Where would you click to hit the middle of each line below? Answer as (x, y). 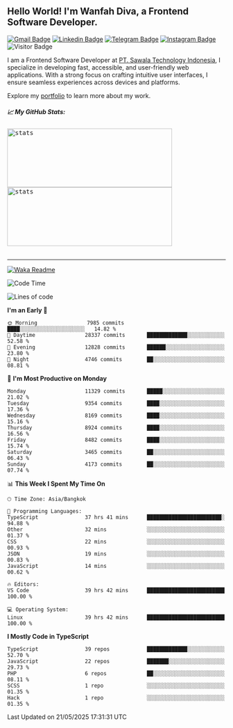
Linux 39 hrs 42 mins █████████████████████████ (116, 617)
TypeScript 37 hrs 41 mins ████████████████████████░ (116, 517)
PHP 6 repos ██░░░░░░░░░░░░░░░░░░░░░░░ (116, 673)
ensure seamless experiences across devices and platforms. (94, 82)
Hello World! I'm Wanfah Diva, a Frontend (98, 11)
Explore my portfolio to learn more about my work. (79, 95)
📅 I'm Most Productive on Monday (57, 378)
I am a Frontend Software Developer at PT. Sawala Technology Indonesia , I (114, 60)
